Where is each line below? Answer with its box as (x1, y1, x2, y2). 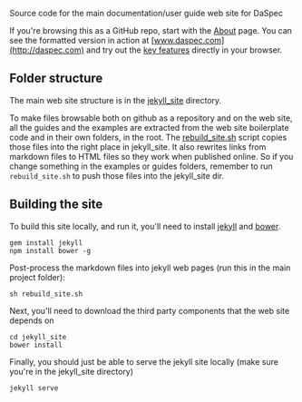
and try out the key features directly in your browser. (85, 44, 283, 55)
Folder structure (9, 71, 103, 86)
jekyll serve (9, 383, 59, 393)
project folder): (9, 271, 65, 282)
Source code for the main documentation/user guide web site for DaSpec (9, 8, 284, 18)
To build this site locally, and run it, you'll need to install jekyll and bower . (9, 221, 281, 231)
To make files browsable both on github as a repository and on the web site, (9, 113, 293, 123)
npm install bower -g (9, 246, 92, 255)
